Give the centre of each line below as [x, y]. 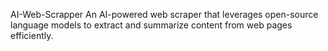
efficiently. [32, 35]
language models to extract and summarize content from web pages [151, 25]
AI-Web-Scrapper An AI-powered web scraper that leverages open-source [164, 14]
